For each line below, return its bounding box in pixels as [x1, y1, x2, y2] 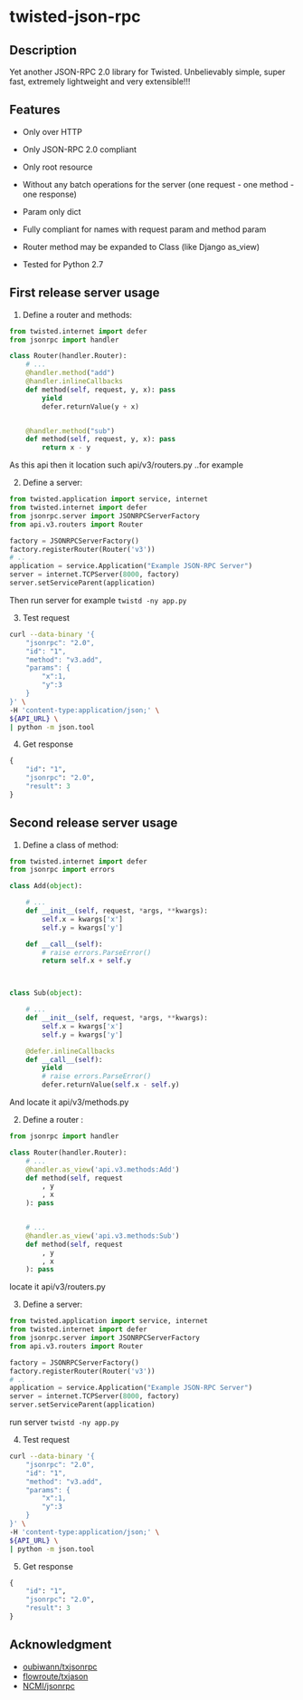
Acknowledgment [9, 1637, 112, 1653]
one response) [22, 188, 77, 199]
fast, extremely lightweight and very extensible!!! [9, 76, 191, 87]
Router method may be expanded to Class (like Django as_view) [22, 241, 260, 252]
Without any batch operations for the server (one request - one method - [22, 179, 295, 189]
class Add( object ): [9, 882, 83, 891]
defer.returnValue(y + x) [42, 401, 140, 411]
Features [9, 102, 61, 118]
